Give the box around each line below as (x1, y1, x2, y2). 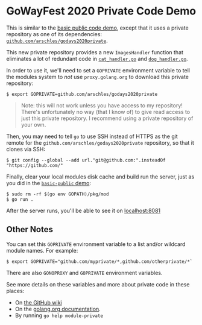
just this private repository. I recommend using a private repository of (21, 115, 194, 122)
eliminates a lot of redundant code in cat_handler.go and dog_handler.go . (6, 55, 188, 62)
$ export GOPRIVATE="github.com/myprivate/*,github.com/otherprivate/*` (6, 258, 193, 265)
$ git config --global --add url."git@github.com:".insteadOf (6, 157, 166, 163)
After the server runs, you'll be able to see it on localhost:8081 (6, 207, 161, 214)
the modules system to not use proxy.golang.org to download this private (6, 73, 189, 80)
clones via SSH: (6, 145, 46, 153)
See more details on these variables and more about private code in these (6, 280, 190, 288)
